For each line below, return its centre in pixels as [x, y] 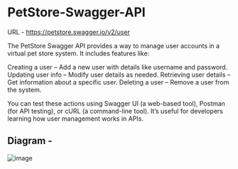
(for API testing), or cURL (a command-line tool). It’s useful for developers [115, 111]
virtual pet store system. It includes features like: [79, 53]
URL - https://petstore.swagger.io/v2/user [69, 32]
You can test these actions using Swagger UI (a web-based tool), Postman [117, 103]
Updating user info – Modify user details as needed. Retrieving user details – [119, 75]
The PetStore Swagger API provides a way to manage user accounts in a [114, 45]
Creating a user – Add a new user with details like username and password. [118, 67]
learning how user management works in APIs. [76, 119]
